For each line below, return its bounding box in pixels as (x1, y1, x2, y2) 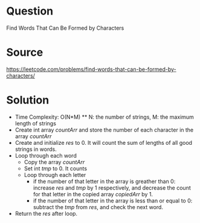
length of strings (15, 119, 56, 127)
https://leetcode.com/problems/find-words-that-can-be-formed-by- (6, 65, 176, 73)
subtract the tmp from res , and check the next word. (33, 203, 163, 210)
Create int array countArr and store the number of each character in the (15, 126, 194, 133)
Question (6, 4, 53, 18)
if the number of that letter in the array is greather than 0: (33, 178, 176, 185)
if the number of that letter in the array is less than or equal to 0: (33, 197, 193, 204)
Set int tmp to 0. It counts (24, 165, 88, 172)
